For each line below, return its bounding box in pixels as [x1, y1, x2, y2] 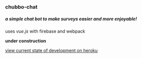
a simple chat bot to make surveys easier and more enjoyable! [5, 16, 137, 22]
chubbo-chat [5, 3, 38, 10]
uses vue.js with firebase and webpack [5, 28, 86, 34]
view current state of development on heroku [5, 47, 98, 53]
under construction [5, 38, 46, 44]
